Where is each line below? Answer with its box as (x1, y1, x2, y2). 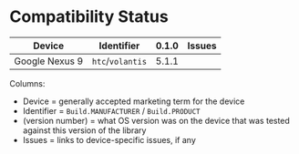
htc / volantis (91, 55, 148, 67)
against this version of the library (22, 125, 147, 136)
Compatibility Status (9, 6, 169, 27)
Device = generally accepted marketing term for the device (22, 96, 245, 107)
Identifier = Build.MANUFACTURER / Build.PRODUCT (22, 105, 201, 116)
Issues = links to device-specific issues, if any (22, 134, 196, 145)
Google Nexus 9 (14, 55, 84, 67)
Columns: (9, 77, 46, 88)
